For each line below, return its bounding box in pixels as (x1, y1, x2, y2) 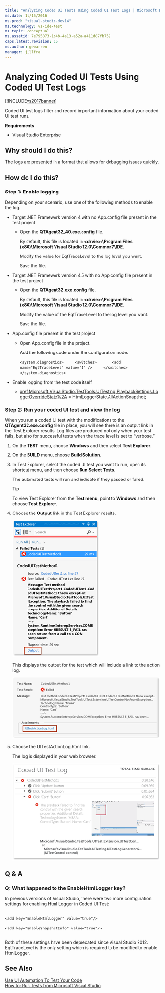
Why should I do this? (5, 146, 73, 155)
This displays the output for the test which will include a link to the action (12, 662, 160, 668)
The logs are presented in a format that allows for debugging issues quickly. (5, 159, 159, 165)
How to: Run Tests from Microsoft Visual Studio (5, 983, 101, 989)
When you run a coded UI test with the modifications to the (5, 417, 125, 423)
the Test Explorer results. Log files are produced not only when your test (5, 428, 152, 434)
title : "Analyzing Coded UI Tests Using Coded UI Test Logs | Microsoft (5, 8, 157, 13)
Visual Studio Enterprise (12, 132, 61, 138)
